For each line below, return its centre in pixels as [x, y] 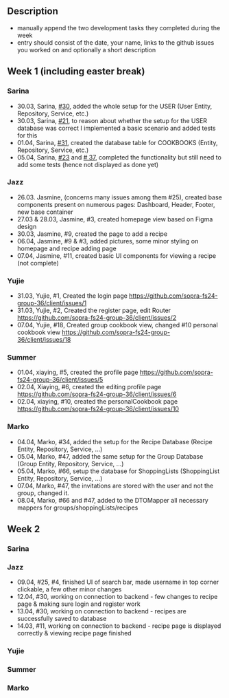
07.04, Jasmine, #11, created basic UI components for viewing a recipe [117, 255]
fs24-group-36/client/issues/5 [60, 380]
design [27, 226]
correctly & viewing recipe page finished [74, 633]
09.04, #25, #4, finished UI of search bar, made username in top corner [118, 582]
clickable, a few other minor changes [69, 589]
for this [27, 135]
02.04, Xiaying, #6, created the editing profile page [89, 387]
